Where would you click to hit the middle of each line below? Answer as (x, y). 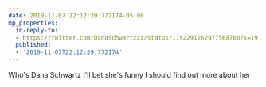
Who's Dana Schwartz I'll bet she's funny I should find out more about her (129, 75)
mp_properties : (33, 23)
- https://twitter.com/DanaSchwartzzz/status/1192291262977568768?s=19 (137, 38)
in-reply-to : (37, 30)
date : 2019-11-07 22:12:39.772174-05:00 (76, 15)
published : (33, 45)
